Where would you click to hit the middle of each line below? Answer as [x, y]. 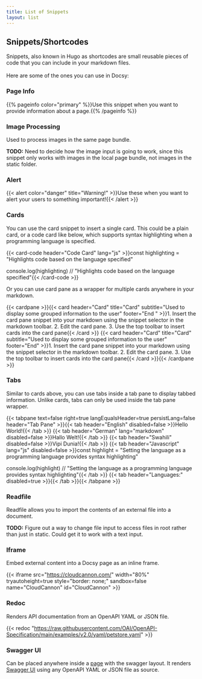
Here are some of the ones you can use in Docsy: [68, 75]
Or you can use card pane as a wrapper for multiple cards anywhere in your [100, 289]
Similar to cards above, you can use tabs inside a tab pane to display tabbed [101, 394]
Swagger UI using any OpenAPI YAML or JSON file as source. [83, 669]
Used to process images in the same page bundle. [69, 139]
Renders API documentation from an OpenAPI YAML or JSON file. [88, 616]
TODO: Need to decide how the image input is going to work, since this [95, 151]
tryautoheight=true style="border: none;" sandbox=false [76, 581]
